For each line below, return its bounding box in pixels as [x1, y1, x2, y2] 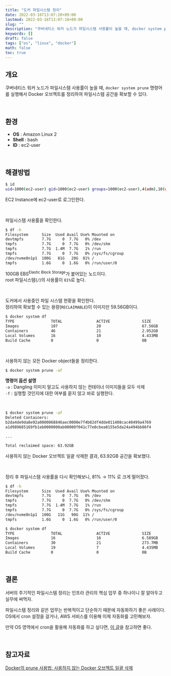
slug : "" [5, 21, 24, 27]
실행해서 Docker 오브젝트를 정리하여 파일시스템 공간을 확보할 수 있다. [10, 91, 148, 97]
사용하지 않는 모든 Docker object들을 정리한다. [5, 357, 99, 363]
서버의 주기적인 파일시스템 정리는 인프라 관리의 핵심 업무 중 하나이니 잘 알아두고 [5, 589, 163, 595]
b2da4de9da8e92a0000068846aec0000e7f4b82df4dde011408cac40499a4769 [5, 420, 152, 425]
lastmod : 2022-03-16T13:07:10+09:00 [5, 17, 83, 22]
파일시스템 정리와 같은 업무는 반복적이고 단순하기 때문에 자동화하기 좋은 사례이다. [5, 607, 166, 613]
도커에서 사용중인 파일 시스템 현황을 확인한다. [5, 298, 95, 304]
